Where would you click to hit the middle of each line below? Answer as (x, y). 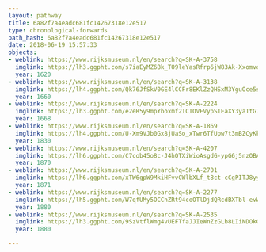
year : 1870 (33, 163)
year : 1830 (33, 141)
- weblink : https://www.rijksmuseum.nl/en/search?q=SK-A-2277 (113, 192)
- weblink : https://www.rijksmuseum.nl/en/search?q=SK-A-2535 (113, 215)
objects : (23, 52)
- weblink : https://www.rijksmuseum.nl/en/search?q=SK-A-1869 (113, 126)
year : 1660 (33, 97)
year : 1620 (33, 74)
